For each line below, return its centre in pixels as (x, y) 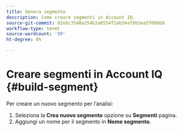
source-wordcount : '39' (36, 34)
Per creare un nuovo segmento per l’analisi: (60, 103)
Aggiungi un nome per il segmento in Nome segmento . (83, 121)
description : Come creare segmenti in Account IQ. (71, 17)
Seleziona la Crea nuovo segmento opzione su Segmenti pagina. (96, 115)
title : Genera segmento (36, 12)
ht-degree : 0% (24, 39)
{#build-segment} (52, 87)
